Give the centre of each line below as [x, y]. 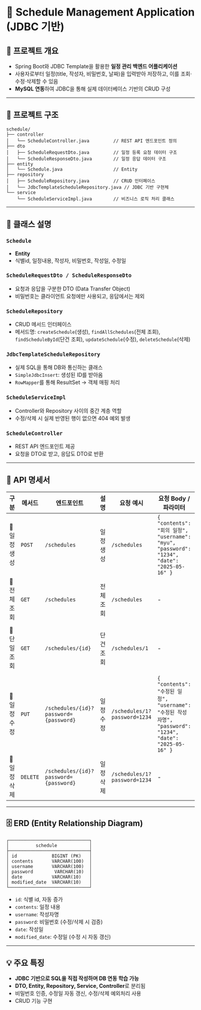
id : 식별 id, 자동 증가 [39, 899]
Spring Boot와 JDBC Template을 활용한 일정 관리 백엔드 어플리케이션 [96, 66]
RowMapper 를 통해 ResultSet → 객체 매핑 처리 [67, 382]
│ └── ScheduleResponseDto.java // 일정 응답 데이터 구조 [86, 159]
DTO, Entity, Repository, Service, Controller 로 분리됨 [80, 986]
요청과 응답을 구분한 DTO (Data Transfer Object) [72, 288]
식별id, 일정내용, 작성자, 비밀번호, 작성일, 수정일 [71, 261]
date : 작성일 [29, 929]
